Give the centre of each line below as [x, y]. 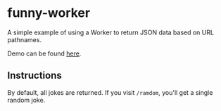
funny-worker [49, 13]
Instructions [34, 76]
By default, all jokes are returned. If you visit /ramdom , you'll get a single [110, 92]
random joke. [26, 100]
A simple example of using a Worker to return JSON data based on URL [111, 32]
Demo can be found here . [44, 53]
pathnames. [25, 39]
